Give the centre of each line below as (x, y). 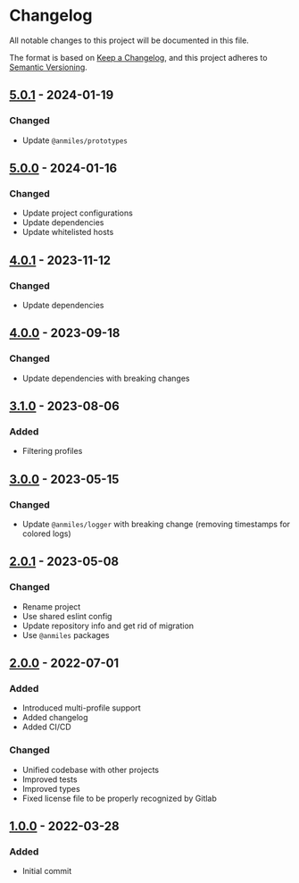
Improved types (51, 788)
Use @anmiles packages (66, 635)
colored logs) (46, 534)
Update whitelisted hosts (68, 232)
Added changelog (55, 718)
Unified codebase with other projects (90, 769)
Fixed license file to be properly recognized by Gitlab (119, 798)
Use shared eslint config (67, 616)
